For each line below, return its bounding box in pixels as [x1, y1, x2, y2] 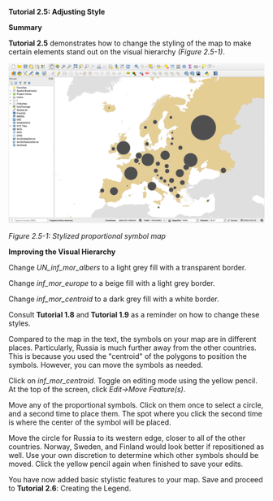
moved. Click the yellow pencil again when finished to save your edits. [8, 459, 244, 469]
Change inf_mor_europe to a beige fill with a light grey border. [8, 279, 215, 287]
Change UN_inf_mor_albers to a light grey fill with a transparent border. [8, 263, 247, 272]
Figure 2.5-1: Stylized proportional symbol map [8, 231, 167, 240]
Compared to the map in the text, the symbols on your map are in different [8, 335, 257, 343]
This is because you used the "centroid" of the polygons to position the [8, 352, 248, 361]
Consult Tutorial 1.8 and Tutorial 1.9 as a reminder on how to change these [8, 310, 260, 319]
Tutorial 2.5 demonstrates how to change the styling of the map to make [8, 38, 252, 48]
